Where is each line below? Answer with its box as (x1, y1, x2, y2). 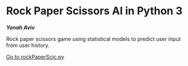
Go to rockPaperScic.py (6, 53, 65, 60)
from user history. (6, 42, 50, 49)
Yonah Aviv (6, 24, 35, 31)
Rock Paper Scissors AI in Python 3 (6, 4, 183, 18)
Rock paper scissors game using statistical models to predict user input (6, 35, 181, 42)
